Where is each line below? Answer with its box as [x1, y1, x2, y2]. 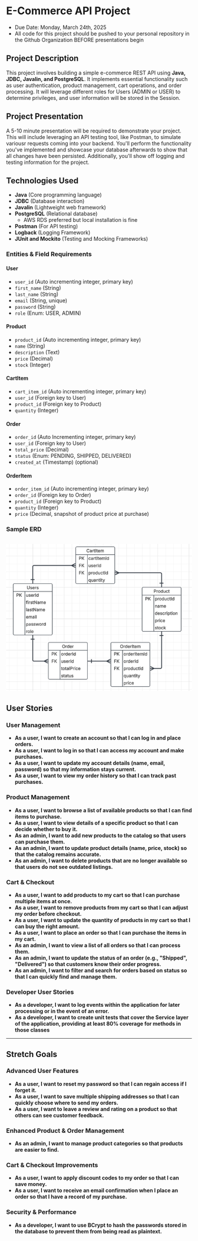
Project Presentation [6, 111, 84, 122]
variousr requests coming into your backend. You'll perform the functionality [6, 140, 192, 147]
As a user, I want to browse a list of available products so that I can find [14, 806, 193, 814]
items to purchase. [14, 813, 62, 820]
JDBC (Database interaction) [14, 198, 85, 205]
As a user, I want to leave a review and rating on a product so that [14, 1105, 178, 1113]
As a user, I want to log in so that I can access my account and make [14, 747, 184, 754]
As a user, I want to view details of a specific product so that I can [14, 819, 179, 826]
